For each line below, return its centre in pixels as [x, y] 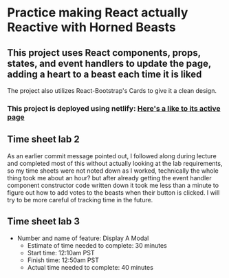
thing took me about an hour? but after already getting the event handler [109, 178]
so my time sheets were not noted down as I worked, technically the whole [113, 171]
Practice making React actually [98, 13]
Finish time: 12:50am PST [63, 260]
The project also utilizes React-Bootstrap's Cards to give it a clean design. [112, 90]
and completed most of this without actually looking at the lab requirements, [115, 163]
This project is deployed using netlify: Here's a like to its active [114, 108]
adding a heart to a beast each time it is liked [105, 74]
